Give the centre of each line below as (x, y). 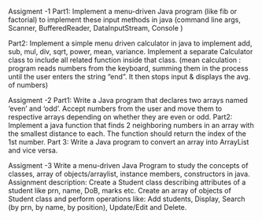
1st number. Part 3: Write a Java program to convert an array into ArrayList (129, 142)
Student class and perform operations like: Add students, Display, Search (127, 199)
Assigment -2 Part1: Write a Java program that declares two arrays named (128, 100)
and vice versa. (33, 150)
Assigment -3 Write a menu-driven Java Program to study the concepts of (128, 165)
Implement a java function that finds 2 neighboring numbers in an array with (131, 125)
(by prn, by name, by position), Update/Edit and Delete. (98, 207)
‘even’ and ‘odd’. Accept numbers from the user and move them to (115, 108)
